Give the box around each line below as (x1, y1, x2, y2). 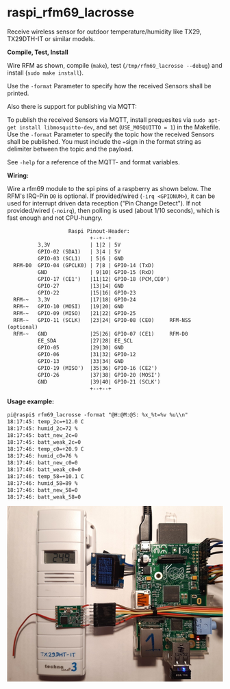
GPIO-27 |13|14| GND (37, 282, 125, 289)
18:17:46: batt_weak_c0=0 (7, 466, 81, 473)
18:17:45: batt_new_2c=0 (7, 431, 78, 439)
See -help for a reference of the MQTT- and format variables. (7, 158, 180, 166)
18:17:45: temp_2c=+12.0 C (7, 418, 84, 425)
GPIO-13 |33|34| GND (37, 358, 125, 364)
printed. (7, 89, 29, 97)
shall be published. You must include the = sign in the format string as (7, 137, 202, 145)
